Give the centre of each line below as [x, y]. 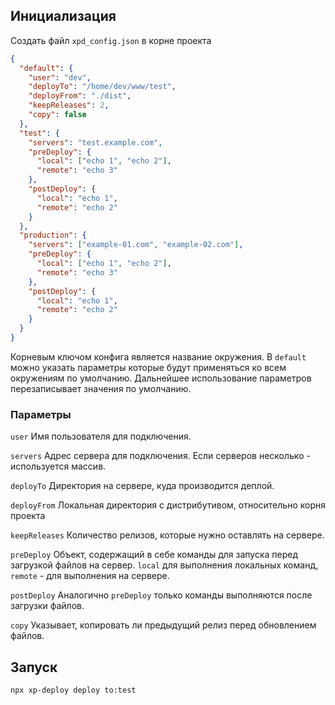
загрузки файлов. [47, 606]
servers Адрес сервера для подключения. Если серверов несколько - [160, 456]
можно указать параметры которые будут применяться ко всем [148, 367]
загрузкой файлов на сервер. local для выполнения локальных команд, [164, 565]
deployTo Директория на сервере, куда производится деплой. [142, 486]
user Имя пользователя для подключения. [101, 436]
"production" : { [53, 235]
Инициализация [63, 16]
